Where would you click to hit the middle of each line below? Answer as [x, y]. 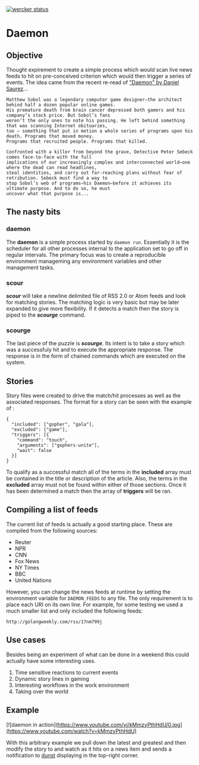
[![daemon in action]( [32, 724]
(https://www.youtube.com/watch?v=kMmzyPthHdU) [71, 731]
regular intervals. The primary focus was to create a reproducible [86, 254]
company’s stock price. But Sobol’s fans [58, 115]
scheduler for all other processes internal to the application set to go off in [97, 248]
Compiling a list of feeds [52, 510]
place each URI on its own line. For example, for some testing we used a [94, 604]
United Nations [33, 580]
